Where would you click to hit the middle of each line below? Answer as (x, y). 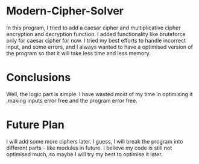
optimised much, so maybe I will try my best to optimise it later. (84, 154)
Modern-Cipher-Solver (65, 11)
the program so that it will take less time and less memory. (78, 53)
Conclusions (39, 78)
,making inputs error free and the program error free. (72, 100)
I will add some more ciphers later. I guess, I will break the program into (95, 141)
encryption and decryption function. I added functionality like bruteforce (96, 34)
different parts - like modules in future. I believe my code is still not (89, 148)
